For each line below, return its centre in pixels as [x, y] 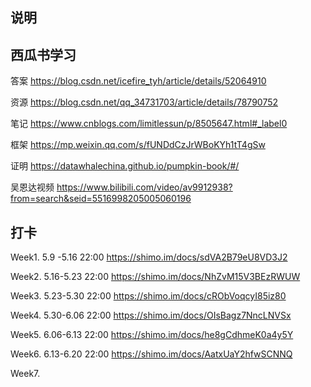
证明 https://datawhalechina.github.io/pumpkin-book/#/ [125, 166]
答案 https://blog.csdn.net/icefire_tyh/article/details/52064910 [138, 81]
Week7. [25, 374]
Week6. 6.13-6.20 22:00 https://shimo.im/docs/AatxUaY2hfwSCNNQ [151, 354]
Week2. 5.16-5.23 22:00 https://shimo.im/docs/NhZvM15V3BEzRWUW [155, 277]
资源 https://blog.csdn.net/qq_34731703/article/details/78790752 [144, 102]
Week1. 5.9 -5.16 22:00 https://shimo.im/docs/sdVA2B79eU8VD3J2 [149, 257]
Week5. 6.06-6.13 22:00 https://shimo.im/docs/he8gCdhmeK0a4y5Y [152, 335]
